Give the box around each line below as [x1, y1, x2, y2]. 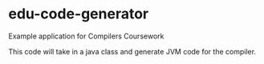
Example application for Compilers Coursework [8, 31, 164, 41]
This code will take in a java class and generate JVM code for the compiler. [8, 46, 257, 56]
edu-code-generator [8, 5, 149, 23]
